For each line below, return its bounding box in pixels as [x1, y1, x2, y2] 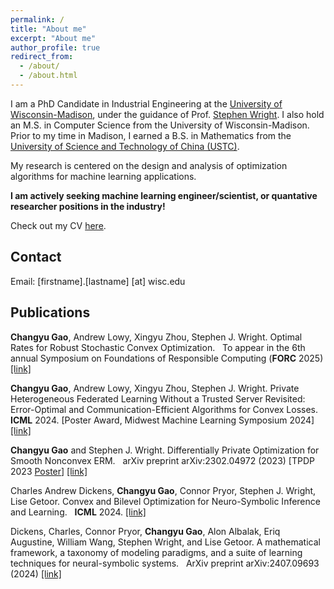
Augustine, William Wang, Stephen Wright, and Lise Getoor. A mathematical [10, 536, 321, 548]
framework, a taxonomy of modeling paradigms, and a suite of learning [10, 546, 303, 558]
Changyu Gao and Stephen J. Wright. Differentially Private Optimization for [10, 444, 320, 456]
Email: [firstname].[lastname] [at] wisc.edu [10, 275, 186, 287]
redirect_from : [10, 52, 74, 62]
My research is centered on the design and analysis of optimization [10, 159, 288, 171]
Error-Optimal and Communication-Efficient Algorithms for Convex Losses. [10, 403, 318, 415]
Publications [10, 304, 91, 321]
